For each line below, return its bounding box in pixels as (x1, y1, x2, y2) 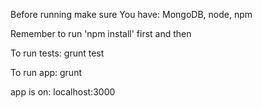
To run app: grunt (10, 67, 82, 78)
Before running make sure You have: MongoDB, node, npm (10, 9, 253, 20)
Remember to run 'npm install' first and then (10, 28, 192, 39)
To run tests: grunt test (10, 47, 105, 59)
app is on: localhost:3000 (10, 86, 116, 98)
